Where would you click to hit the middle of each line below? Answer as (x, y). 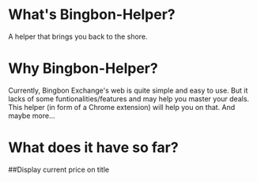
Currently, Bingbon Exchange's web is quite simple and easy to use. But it (128, 90)
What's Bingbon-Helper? (92, 15)
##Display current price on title (59, 169)
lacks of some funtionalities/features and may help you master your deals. (129, 99)
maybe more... (32, 116)
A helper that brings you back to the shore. (78, 36)
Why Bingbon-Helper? (83, 68)
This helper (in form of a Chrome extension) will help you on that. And (122, 107)
